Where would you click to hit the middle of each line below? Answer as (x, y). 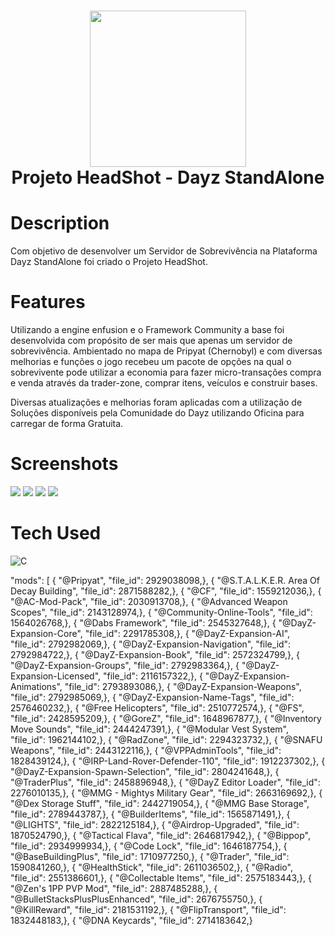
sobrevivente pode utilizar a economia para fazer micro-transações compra (166, 372)
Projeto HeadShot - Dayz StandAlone (168, 177)
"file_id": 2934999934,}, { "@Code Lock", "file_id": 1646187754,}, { (149, 846)
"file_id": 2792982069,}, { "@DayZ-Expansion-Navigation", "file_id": (151, 644)
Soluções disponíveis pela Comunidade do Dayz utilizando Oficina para (157, 413)
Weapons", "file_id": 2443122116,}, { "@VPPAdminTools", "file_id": (146, 750)
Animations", (36, 686)
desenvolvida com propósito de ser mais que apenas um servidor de (151, 341)
